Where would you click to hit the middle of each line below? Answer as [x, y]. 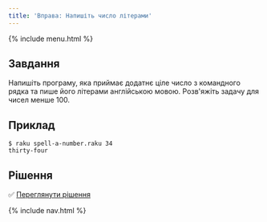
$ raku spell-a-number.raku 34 [61, 144]
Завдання [34, 64]
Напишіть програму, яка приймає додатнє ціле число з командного [124, 83]
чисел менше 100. [39, 100]
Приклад [32, 125]
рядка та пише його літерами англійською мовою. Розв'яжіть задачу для [133, 91]
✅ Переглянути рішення [49, 195]
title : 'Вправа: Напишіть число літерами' [80, 16]
